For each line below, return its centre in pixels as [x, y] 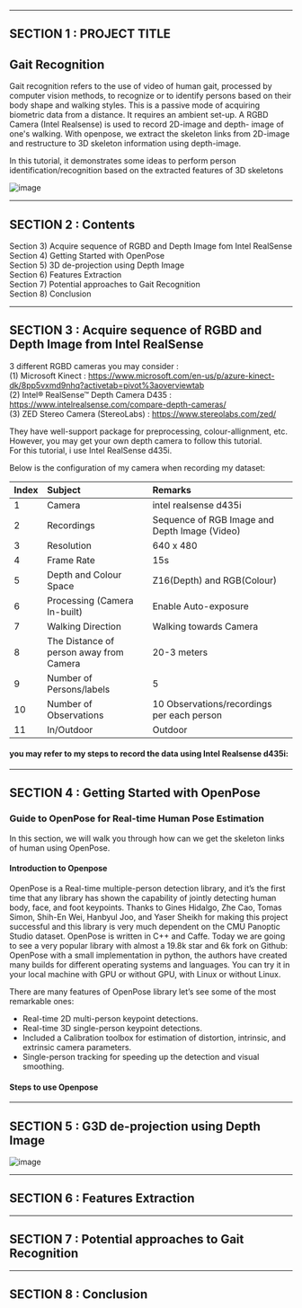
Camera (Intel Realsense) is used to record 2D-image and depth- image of [147, 124]
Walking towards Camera [205, 626]
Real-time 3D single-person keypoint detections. [112, 1028]
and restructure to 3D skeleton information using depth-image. [125, 144]
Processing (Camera [90, 600]
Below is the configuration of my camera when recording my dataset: [138, 467]
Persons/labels [79, 689]
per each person [187, 715]
